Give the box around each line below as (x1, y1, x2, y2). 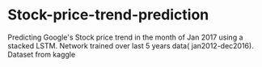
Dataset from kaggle (7, 49, 76, 59)
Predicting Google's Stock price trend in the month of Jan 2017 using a (7, 32, 243, 42)
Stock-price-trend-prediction (7, 6, 209, 24)
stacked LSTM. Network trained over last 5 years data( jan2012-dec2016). (7, 40, 254, 50)
